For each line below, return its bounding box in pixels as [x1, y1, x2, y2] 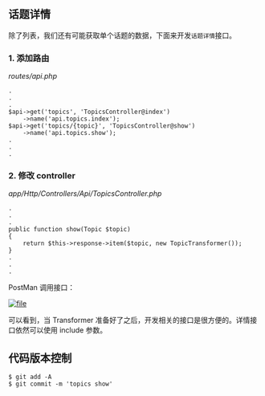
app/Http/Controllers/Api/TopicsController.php [8, 189, 162, 198]
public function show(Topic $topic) [8, 226, 131, 234]
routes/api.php [8, 71, 58, 81]
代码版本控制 [8, 351, 72, 365]
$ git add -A [8, 373, 52, 382]
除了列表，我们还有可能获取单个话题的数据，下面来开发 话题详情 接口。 [8, 31, 237, 40]
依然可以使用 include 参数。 [14, 325, 107, 335]
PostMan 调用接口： [8, 283, 75, 292]
